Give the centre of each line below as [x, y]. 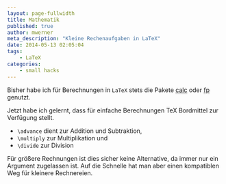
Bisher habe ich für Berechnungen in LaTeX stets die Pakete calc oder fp [109, 90]
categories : [24, 64]
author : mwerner [30, 32]
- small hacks [39, 70]
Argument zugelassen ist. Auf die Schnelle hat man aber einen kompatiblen [113, 166]
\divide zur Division [45, 145]
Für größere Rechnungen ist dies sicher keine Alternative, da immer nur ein [113, 158]
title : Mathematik [33, 20]
